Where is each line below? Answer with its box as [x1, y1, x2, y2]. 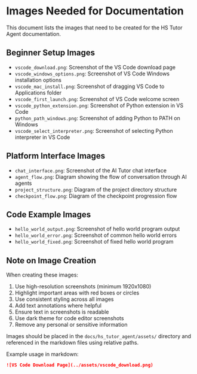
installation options [14, 76, 61, 83]
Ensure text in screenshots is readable [14, 308, 109, 315]
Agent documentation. [6, 30, 61, 37]
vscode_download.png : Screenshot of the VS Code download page [14, 63, 176, 71]
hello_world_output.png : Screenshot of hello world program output [14, 226, 180, 233]
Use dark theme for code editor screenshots [14, 315, 124, 322]
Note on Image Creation [6, 256, 97, 266]
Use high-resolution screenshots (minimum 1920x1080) [14, 283, 152, 290]
